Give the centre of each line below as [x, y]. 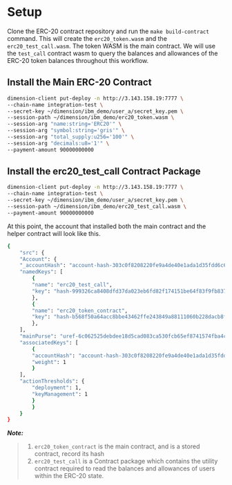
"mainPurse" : [38, 336]
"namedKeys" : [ [41, 272]
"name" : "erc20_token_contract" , [80, 311]
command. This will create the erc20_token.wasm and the [87, 38]
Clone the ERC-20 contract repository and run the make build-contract [108, 31]
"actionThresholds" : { [52, 381]
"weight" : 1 [49, 362]
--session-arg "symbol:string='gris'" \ [66, 131]
